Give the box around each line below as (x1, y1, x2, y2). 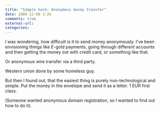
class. (5, 88, 17, 94)
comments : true (5, 16, 36, 21)
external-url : (5, 21, 34, 26)
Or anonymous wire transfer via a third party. (5, 59, 96, 65)
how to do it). (5, 103, 32, 109)
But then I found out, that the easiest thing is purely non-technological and (5, 78, 156, 84)
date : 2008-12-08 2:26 (5, 12, 52, 17)
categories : (5, 25, 29, 30)
